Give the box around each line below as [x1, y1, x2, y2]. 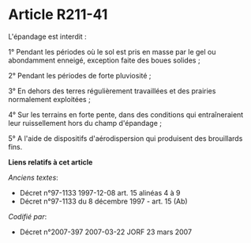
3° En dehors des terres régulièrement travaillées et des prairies [8, 85, 216, 96]
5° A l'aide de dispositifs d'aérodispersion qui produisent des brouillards [8, 133, 243, 143]
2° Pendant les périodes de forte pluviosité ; [8, 70, 152, 80]
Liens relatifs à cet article [8, 157, 93, 167]
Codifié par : [8, 211, 47, 221]
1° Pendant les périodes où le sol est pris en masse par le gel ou [8, 47, 216, 56]
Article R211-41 [8, 6, 108, 24]
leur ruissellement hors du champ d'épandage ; [8, 118, 162, 127]
